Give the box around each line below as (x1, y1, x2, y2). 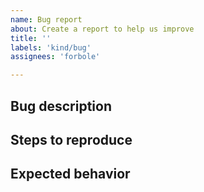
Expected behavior (10, 166, 131, 183)
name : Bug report (10, 14, 83, 25)
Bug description (10, 97, 112, 115)
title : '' (10, 33, 52, 43)
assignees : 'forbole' (10, 52, 101, 62)
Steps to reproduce (10, 131, 133, 148)
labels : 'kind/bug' (10, 42, 92, 53)
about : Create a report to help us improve (10, 24, 195, 34)
